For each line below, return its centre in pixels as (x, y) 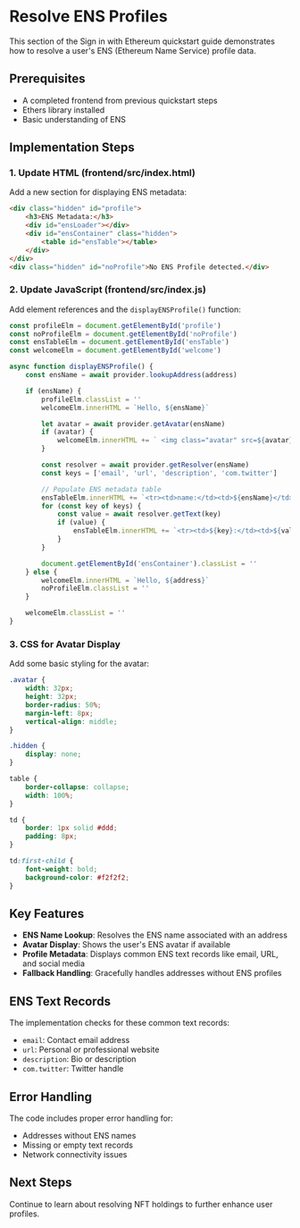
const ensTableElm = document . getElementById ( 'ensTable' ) (119, 342)
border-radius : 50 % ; (63, 705)
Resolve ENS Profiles (88, 17)
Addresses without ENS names (79, 1135)
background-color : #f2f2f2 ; (77, 878)
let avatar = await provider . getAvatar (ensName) (133, 424)
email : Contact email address (76, 1040)
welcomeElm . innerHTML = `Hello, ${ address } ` (125, 580)
